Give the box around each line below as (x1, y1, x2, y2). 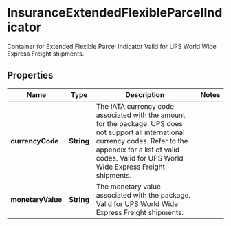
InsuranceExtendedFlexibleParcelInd (7, 5, 223, 21)
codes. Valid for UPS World (96, 153, 184, 163)
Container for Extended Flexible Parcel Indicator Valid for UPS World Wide (7, 42, 217, 50)
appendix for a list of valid (96, 145, 180, 154)
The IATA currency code (96, 101, 175, 111)
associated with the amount (96, 110, 186, 120)
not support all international (96, 127, 185, 137)
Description (125, 90, 165, 99)
